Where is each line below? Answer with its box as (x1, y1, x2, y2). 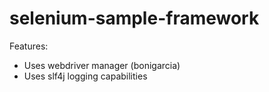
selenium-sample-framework (9, 7, 260, 30)
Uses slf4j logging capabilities (23, 70, 148, 82)
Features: (9, 40, 49, 52)
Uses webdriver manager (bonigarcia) (23, 59, 181, 71)
